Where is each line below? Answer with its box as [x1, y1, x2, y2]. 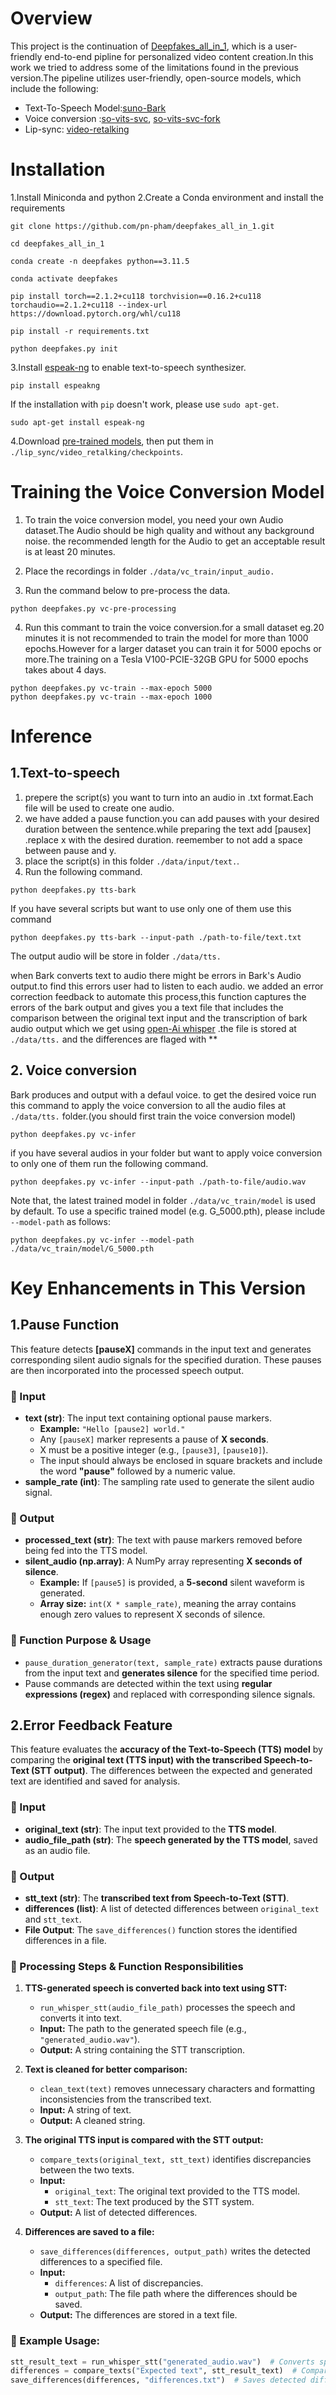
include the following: [10, 82, 99, 94]
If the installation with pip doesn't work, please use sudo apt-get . [10, 398, 280, 410]
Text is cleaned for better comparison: [24, 2063, 188, 2076]
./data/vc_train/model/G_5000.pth [10, 1243, 155, 1254]
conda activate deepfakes [10, 273, 118, 284]
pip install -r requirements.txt [10, 326, 150, 336]
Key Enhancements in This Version [10, 1277, 307, 1299]
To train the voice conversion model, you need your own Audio [24, 513, 284, 526]
